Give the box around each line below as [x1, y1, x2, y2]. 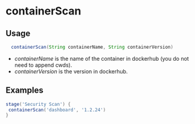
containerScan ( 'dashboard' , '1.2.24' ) [8, 107, 106, 113]
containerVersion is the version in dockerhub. [14, 67, 128, 75]
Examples [5, 85, 43, 96]
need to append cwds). [14, 61, 72, 69]
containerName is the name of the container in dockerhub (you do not [14, 55, 190, 62]
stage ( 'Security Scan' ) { [5, 101, 71, 107]
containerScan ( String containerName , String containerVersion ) [11, 44, 173, 50]
